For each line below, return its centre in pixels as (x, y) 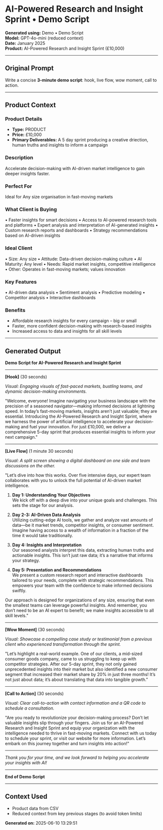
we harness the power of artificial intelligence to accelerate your (69, 422)
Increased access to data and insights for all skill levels (67, 331)
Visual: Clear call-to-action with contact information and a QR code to (75, 703)
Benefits (15, 310)
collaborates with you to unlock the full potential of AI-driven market (73, 481)
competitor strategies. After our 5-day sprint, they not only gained (71, 664)
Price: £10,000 (27, 135)
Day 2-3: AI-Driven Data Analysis (46, 515)
